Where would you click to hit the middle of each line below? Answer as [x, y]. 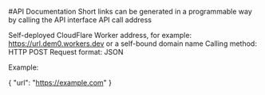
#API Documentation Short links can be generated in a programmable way [131, 11]
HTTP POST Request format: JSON [66, 52]
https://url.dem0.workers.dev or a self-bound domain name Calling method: [132, 44]
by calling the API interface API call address [80, 20]
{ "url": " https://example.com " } [60, 83]
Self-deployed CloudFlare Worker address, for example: [100, 35]
